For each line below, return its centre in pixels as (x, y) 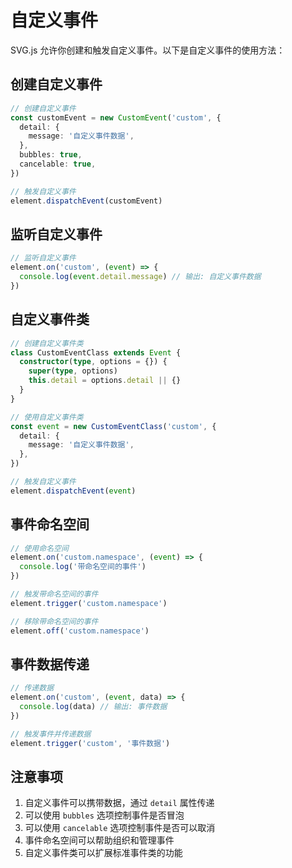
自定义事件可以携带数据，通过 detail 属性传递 (119, 803)
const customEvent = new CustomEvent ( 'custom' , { (116, 117)
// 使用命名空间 (39, 548)
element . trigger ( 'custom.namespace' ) (89, 603)
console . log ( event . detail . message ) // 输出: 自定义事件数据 (140, 277)
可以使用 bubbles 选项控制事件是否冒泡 (104, 815)
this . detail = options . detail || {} (105, 381)
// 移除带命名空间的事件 (54, 621)
